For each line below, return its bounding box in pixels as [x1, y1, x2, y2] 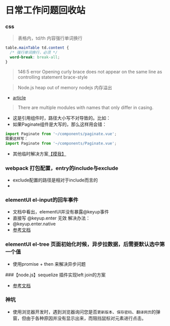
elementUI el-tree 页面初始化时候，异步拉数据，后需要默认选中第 [5, 241, 165, 248]
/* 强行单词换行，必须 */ [10, 50, 58, 55]
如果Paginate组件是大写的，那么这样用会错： [12, 121, 107, 127]
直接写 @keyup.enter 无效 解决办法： [12, 215, 90, 221]
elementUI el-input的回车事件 [5, 196, 79, 203]
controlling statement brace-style [17, 74, 88, 80]
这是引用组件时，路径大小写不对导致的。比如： [12, 115, 111, 121]
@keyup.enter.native [12, 221, 56, 227]
